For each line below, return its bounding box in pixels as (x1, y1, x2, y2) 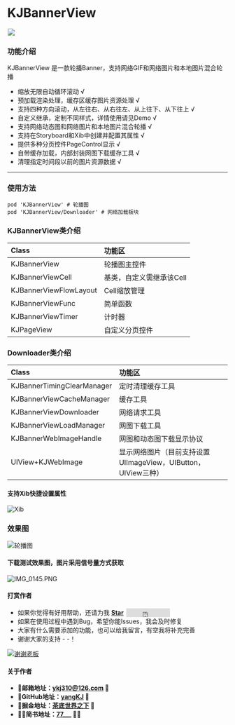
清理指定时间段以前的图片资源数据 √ (17, 158, 122, 166)
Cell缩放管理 (104, 285, 145, 295)
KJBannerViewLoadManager (10, 421, 106, 431)
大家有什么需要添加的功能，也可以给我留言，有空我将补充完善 (17, 626, 196, 635)
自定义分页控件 (104, 325, 154, 334)
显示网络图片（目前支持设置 (118, 447, 211, 457)
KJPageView (10, 325, 52, 334)
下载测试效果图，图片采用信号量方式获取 (7, 559, 124, 567)
